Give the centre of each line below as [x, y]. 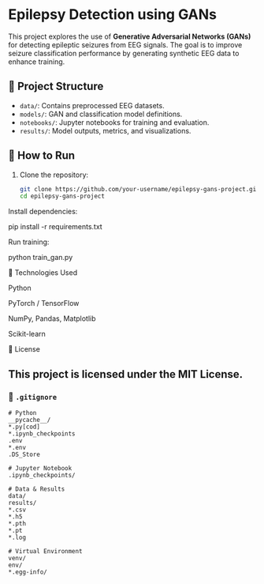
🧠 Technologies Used [43, 273]
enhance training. [37, 62]
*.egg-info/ [28, 572]
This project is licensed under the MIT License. [126, 374]
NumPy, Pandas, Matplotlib [52, 318]
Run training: [29, 242]
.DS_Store [24, 454]
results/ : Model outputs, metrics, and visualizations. [105, 130]
